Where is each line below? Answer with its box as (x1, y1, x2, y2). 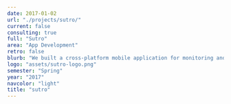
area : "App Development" (7, 42, 78, 49)
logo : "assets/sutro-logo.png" (7, 61, 97, 68)
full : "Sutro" (7, 36, 48, 42)
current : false (7, 23, 51, 29)
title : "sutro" (7, 86, 51, 93)
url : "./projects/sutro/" (7, 16, 81, 23)
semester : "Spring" (7, 67, 63, 74)
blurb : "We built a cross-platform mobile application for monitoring (7, 55, 214, 62)
